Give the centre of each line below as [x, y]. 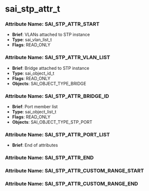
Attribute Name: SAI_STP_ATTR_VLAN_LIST [58, 58]
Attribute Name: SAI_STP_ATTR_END [49, 158]
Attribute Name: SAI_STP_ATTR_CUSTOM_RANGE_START [74, 171]
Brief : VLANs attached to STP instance [51, 34]
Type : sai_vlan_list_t [32, 40]
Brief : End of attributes [35, 145]
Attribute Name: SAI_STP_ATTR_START [52, 24]
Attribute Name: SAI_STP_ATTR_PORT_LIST [58, 135]
